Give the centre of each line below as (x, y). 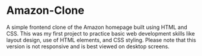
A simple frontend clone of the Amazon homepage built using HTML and (97, 27)
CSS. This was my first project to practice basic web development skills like (101, 33)
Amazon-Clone (45, 11)
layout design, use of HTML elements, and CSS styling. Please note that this (101, 40)
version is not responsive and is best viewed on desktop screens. (88, 46)
